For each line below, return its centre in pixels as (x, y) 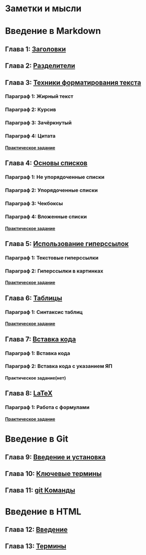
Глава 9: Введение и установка (55, 457)
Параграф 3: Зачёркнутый (38, 123)
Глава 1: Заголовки (36, 49)
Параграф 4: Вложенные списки (46, 217)
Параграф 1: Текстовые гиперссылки (52, 257)
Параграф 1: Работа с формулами (47, 407)
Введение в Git (37, 439)
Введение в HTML (43, 512)
